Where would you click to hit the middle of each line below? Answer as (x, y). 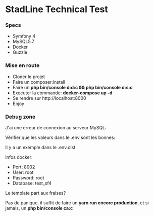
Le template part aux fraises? (36, 193)
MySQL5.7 (23, 42)
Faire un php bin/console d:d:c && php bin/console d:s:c (72, 87)
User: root (23, 172)
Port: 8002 (24, 167)
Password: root (28, 178)
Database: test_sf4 (32, 183)
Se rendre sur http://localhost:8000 (49, 98)
